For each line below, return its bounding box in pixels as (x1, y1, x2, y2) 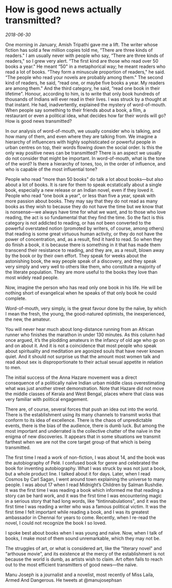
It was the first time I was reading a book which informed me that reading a (5, 487, 164, 493)
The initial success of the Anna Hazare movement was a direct (5, 374, 137, 380)
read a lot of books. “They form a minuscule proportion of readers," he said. (5, 68, 165, 75)
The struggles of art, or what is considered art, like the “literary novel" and (5, 545, 162, 551)
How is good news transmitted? (5, 118, 72, 124)
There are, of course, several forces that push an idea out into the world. (5, 406, 159, 412)
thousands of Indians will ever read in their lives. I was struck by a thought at (5, 96, 167, 102)
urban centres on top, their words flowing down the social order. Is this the (5, 144, 163, 150)
